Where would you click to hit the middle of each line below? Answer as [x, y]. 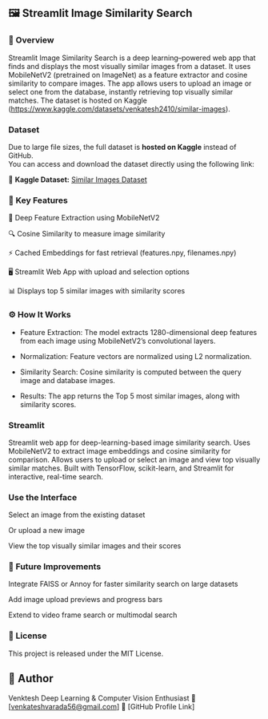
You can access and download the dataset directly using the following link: [131, 164]
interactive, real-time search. [56, 476]
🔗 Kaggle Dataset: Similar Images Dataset [78, 180]
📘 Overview [31, 40]
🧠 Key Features [38, 200]
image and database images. [68, 380]
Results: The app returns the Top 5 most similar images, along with [130, 396]
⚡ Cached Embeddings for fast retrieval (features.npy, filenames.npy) [122, 253]
